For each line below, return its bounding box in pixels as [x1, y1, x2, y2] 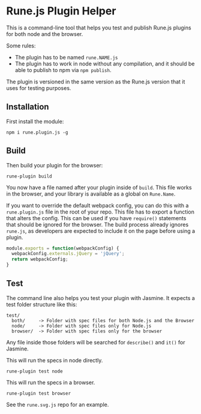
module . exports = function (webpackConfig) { [6, 245, 119, 251]
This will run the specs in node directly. [6, 356, 103, 364]
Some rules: [6, 42, 36, 49]
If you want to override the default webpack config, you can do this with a [6, 202, 189, 209]
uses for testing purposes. [6, 84, 71, 91]
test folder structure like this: [6, 301, 77, 308]
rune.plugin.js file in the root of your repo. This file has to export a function [6, 208, 195, 215]
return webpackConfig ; [11, 256, 68, 262]
